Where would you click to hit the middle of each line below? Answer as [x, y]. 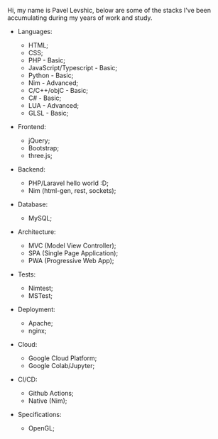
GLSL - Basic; [48, 113]
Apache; [40, 323]
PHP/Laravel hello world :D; [68, 183]
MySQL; [40, 218]
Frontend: [32, 127]
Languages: [35, 32]
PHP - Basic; [47, 60]
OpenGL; [41, 428]
